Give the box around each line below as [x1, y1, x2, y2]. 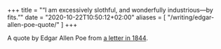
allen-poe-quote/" [7, 21, 60, 28]
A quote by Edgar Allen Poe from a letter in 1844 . [7, 34, 149, 42]
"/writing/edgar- [167, 13, 215, 21]
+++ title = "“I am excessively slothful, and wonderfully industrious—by [7, 6, 214, 14]
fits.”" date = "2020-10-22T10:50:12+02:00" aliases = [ [7, 13, 166, 21]
